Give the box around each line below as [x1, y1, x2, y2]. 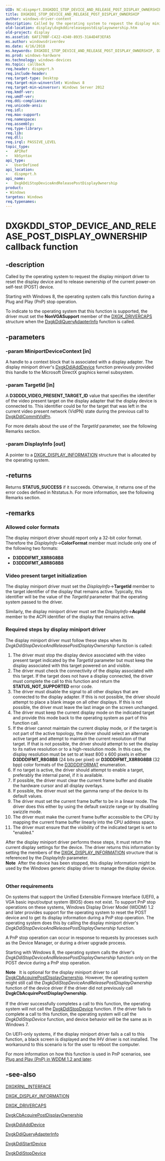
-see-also [5, 1071, 36, 1079]
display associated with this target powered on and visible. [12, 662, 131, 668]
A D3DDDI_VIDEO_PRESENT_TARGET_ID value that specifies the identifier [5, 393, 156, 398]
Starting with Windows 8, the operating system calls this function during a [5, 293, 155, 300]
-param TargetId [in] [5, 381, 55, 388]
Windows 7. [5, 1021, 29, 1027]
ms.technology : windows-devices [5, 57, 71, 62]
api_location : [5, 167, 35, 172]
